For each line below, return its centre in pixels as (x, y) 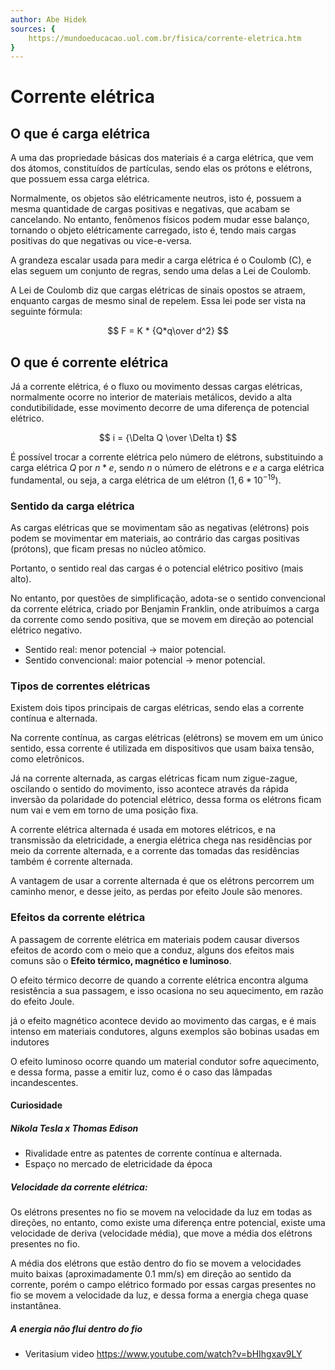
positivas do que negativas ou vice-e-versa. (101, 241)
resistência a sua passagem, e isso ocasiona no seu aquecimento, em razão (167, 990)
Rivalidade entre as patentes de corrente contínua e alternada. (153, 1153)
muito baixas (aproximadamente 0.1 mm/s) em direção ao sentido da (151, 1274)
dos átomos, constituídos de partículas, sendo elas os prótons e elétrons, (161, 168)
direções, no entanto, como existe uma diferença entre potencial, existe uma (168, 1223)
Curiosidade (36, 1105)
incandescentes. (44, 1082)
